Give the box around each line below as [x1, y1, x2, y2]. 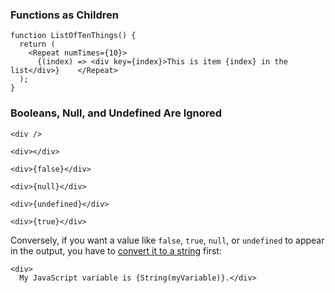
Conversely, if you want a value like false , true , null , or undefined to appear [10, 234, 325, 246]
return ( [19, 39, 56, 50]
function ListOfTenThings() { [10, 31, 137, 41]
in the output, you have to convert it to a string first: [10, 244, 222, 257]
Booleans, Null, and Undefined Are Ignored [10, 106, 223, 120]
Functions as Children [10, 8, 119, 22]
